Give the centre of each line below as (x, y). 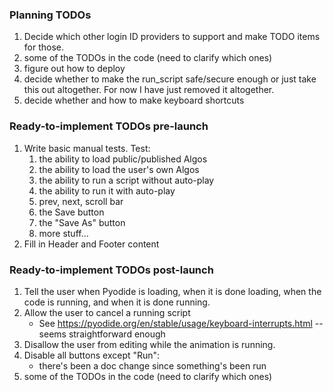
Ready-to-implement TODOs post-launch (111, 270)
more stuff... (63, 233)
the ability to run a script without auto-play (126, 180)
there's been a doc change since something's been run (152, 365)
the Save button (71, 212)
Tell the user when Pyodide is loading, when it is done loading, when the (172, 291)
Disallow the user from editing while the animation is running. (149, 344)
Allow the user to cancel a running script (107, 312)
